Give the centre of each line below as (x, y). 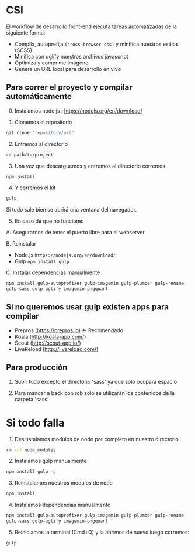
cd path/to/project (30, 155)
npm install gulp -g (31, 472)
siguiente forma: (26, 32)
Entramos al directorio (41, 144)
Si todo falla (35, 423)
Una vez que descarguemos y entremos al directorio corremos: (91, 166)
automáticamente (39, 96)
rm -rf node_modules (31, 450)
